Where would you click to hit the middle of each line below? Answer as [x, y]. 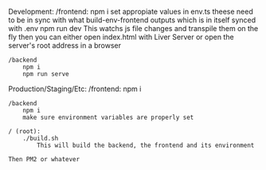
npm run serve [46, 74]
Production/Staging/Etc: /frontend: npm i [75, 89]
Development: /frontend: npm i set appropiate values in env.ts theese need [131, 12]
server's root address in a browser [65, 45]
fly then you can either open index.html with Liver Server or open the [121, 37]
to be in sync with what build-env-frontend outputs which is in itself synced [132, 20]
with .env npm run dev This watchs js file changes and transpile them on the [133, 28]
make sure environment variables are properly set [108, 117]
